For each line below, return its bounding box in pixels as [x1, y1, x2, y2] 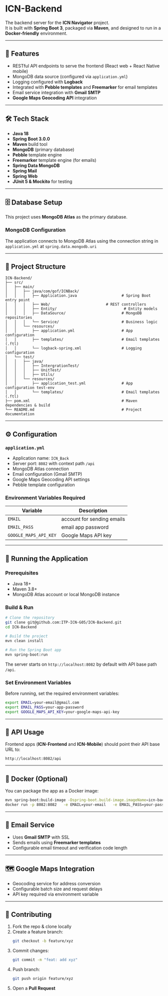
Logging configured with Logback [12, 79, 83, 85]
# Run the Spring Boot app [5, 647, 61, 652]
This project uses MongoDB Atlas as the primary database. [5, 214, 127, 220]
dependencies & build [5, 403, 50, 408]
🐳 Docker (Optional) [5, 774, 68, 783]
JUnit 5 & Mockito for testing [12, 178, 72, 184]
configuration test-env [5, 385, 55, 390]
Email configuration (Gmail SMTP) [12, 471, 82, 477]
